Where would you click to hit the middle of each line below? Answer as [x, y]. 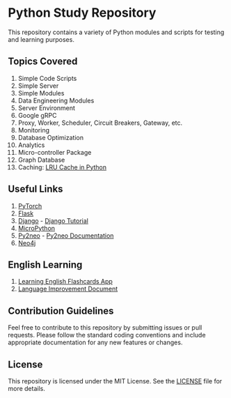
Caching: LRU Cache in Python [62, 167]
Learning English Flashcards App [65, 282]
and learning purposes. [41, 39]
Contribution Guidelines [61, 311]
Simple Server [38, 86]
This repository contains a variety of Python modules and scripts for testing [116, 32]
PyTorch [30, 206]
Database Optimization [51, 137]
